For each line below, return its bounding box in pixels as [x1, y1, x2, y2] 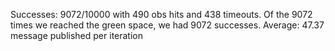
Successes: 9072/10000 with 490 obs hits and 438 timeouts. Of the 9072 [10, 9, 313, 20]
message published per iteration [10, 30, 144, 41]
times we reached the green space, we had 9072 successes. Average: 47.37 [10, 19, 325, 31]
